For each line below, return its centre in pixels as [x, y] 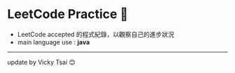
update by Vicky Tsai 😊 [41, 62]
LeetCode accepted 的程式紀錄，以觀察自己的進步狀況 [96, 34]
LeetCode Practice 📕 [68, 14]
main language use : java [54, 42]
